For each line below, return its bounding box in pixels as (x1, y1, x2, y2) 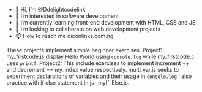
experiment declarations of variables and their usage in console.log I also (6, 72, 192, 80)
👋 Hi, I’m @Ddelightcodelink (15, 6, 86, 13)
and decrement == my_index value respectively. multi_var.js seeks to (6, 66, 179, 73)
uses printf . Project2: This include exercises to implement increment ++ (6, 59, 190, 67)
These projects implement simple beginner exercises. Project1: (6, 47, 164, 53)
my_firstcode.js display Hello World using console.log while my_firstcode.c (6, 53, 195, 60)
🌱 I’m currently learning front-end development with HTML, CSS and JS (15, 19, 196, 26)
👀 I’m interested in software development (15, 12, 119, 20)
